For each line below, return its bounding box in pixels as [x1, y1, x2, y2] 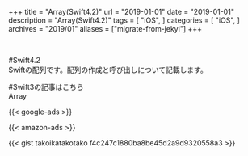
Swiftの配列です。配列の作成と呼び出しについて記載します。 [8, 65, 208, 74]
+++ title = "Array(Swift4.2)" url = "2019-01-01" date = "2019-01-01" [8, 7, 234, 16]
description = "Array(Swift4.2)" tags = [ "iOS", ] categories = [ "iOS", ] [8, 15, 241, 25]
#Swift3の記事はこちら [8, 82, 84, 91]
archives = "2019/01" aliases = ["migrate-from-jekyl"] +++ [8, 24, 203, 33]
